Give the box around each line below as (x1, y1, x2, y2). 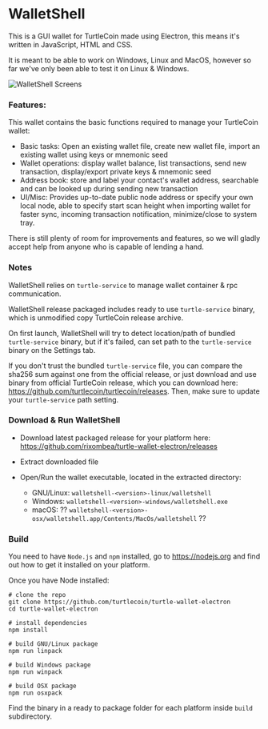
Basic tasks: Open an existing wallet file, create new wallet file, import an (19, 142, 261, 151)
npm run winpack (8, 668, 62, 676)
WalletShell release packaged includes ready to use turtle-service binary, (8, 304, 255, 314)
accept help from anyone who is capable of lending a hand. (8, 242, 204, 252)
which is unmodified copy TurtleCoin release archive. (8, 313, 184, 322)
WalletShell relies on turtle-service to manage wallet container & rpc (8, 280, 238, 290)
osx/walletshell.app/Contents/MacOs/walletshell (31, 515, 198, 523)
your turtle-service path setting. (8, 395, 119, 404)
